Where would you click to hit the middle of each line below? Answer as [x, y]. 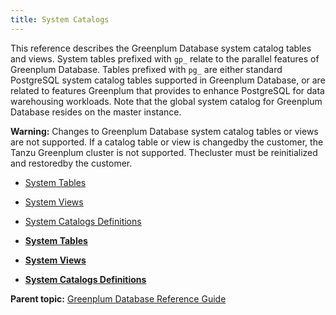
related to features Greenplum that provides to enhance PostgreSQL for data [167, 90]
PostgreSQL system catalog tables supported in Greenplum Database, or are [168, 80]
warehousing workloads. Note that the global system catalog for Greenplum [166, 101]
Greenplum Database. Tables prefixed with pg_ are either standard [146, 69]
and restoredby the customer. [71, 163]
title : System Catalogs [60, 19]
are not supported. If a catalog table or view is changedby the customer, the [167, 142]
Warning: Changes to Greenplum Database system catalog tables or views [164, 131]
